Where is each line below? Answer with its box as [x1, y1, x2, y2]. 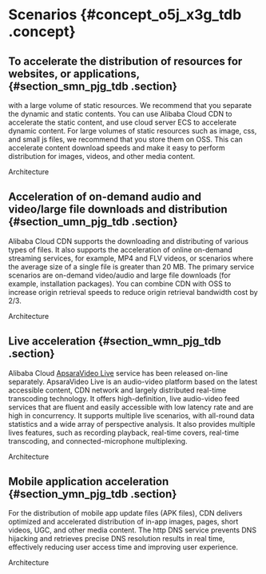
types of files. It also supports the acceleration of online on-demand [8, 245, 233, 254]
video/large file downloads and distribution [8, 202, 228, 217]
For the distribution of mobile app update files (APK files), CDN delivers [8, 508, 243, 518]
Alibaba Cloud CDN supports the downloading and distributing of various [8, 236, 249, 245]
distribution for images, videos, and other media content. [8, 152, 196, 161]
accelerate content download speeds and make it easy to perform [8, 143, 225, 153]
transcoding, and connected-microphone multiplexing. [8, 436, 188, 445]
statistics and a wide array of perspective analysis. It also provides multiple [8, 419, 256, 429]
